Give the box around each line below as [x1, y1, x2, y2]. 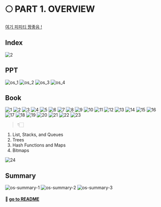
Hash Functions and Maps [12, 142, 66, 148]
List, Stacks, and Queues [12, 132, 63, 138]
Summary [5, 171, 36, 180]
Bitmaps [12, 147, 30, 153]
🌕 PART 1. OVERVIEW [5, 3, 95, 15]
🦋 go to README [5, 196, 40, 202]
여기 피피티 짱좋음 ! [5, 24, 42, 30]
